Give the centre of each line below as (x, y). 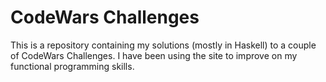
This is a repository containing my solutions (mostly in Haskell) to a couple (163, 45)
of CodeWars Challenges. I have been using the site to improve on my (154, 55)
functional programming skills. (72, 66)
